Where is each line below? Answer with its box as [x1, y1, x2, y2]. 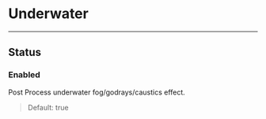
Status [8, 46, 42, 59]
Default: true [27, 102, 69, 112]
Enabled [8, 69, 41, 80]
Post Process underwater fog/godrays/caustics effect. [8, 87, 186, 97]
